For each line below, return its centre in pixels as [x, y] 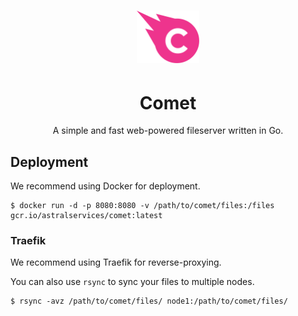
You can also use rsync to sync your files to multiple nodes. [132, 282]
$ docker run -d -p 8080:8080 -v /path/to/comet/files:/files [142, 206]
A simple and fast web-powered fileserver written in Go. [168, 131]
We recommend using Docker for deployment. [105, 186]
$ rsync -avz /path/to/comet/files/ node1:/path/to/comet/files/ [149, 301]
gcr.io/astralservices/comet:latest [86, 216]
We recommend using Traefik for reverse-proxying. [116, 262]
